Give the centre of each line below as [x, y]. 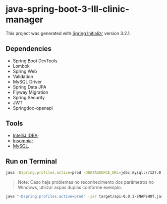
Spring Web [25, 71]
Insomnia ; [23, 141]
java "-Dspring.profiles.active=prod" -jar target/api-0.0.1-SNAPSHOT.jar [84, 197]
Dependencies [28, 49]
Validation [23, 76]
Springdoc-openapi [33, 108]
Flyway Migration [30, 92]
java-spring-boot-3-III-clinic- [67, 9]
